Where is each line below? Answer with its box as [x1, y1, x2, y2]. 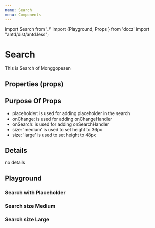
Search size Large [5, 216, 50, 223]
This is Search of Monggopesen [5, 65, 71, 71]
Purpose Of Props [5, 97, 61, 105]
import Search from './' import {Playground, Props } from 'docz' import [5, 26, 150, 32]
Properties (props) [5, 80, 64, 88]
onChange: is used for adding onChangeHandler [12, 116, 112, 122]
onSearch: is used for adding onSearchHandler [12, 121, 109, 127]
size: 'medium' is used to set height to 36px [12, 126, 102, 132]
